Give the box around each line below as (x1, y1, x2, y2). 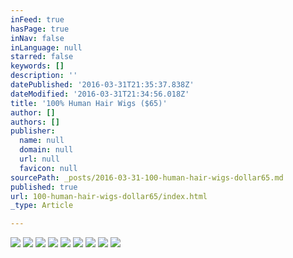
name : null (19, 136, 65, 146)
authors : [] (10, 117, 60, 127)
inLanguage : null (10, 42, 83, 53)
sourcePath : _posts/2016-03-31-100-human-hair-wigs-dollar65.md (10, 172, 284, 183)
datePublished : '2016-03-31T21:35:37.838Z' (10, 80, 195, 90)
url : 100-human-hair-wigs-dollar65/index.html (10, 191, 208, 201)
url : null (19, 154, 60, 164)
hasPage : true (10, 24, 70, 34)
